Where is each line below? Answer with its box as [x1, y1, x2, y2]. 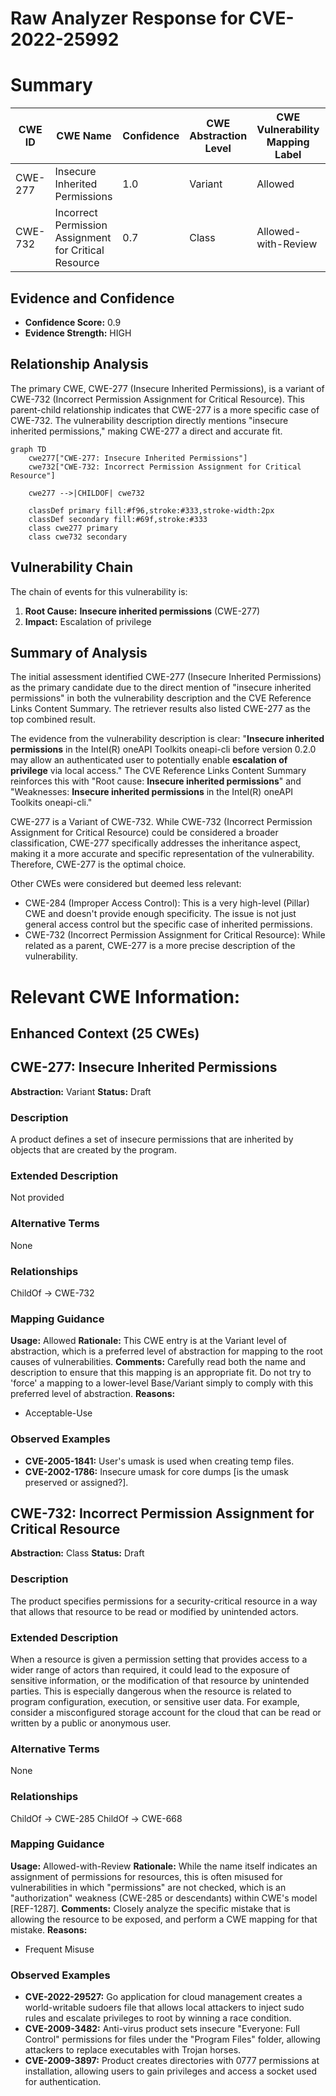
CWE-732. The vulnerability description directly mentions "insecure [10, 414, 289, 426]
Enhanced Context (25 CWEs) [10, 1025, 200, 1042]
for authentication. [24, 2076, 102, 2088]
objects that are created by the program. [10, 1144, 177, 1156]
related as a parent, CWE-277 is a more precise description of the [24, 940, 296, 952]
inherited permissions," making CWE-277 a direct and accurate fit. [10, 425, 283, 437]
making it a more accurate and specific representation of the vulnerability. [10, 848, 315, 860]
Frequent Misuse [24, 1943, 95, 1955]
